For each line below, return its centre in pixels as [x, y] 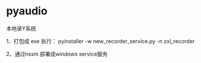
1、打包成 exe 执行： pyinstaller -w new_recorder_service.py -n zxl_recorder [100, 41]
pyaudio [27, 11]
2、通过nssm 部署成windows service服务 [57, 54]
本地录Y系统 [21, 28]
